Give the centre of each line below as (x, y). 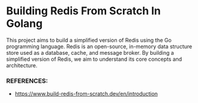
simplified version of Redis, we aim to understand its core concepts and (94, 59)
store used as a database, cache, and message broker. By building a (90, 52)
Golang (24, 24)
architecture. (22, 65)
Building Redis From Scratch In (83, 11)
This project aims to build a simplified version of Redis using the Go (89, 40)
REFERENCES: (27, 80)
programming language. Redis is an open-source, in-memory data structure (99, 46)
